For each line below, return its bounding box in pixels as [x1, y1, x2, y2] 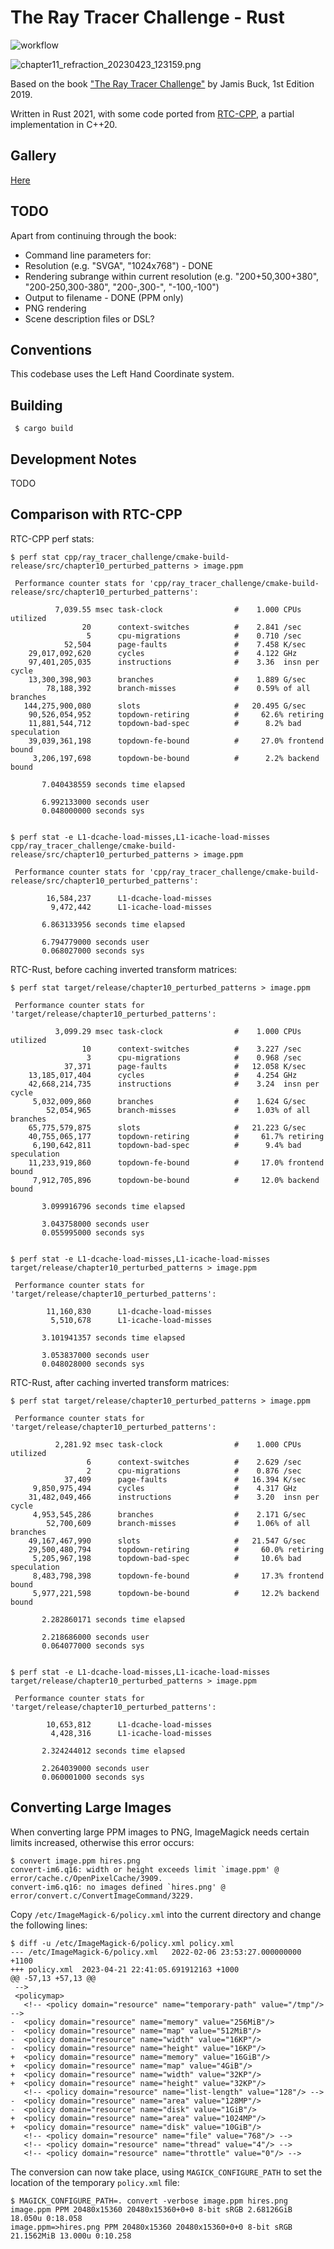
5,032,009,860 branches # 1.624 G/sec [32, 1096, 307, 1106]
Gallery [10, 147, 57, 165]
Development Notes [10, 451, 137, 468]
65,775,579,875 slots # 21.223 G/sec [28, 1122, 307, 1133]
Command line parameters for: [24, 249, 152, 261]
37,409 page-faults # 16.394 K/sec [63, 1474, 307, 1485]
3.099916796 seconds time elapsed [41, 1201, 186, 1211]
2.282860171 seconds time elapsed [41, 1614, 186, 1625]
